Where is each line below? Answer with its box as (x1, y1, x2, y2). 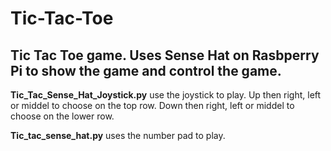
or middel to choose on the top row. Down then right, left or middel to (10, 100, 295, 111)
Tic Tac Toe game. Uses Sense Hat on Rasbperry (10, 47, 320, 64)
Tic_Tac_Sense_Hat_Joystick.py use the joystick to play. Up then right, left (10, 89, 322, 101)
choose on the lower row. (10, 110, 115, 122)
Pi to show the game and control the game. (10, 62, 282, 79)
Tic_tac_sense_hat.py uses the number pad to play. (10, 130, 226, 141)
